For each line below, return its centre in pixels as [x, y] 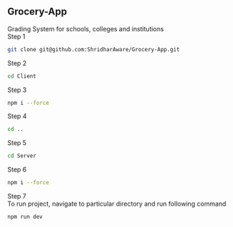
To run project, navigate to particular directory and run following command [117, 204]
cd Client [22, 76]
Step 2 [17, 63]
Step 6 [17, 169]
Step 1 [16, 36]
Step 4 [17, 116]
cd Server [22, 156]
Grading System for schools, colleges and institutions [86, 28]
